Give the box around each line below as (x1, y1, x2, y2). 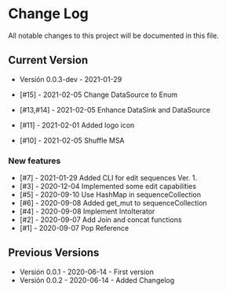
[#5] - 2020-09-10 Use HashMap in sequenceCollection (19, 190, 202, 199)
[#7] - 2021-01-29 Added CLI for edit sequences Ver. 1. (19, 173, 198, 183)
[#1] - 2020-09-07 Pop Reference (19, 224, 129, 233)
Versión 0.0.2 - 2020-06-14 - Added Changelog (19, 275, 175, 284)
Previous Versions (8, 246, 100, 260)
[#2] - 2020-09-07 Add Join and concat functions (19, 215, 182, 224)
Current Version (8, 54, 89, 67)
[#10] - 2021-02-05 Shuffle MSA (19, 135, 125, 145)
